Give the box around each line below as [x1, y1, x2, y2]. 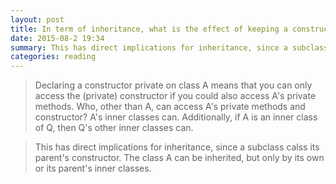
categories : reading [10, 52, 97, 62]
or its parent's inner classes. [34, 162, 152, 175]
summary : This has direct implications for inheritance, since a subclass [10, 42, 329, 53]
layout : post [10, 14, 65, 25]
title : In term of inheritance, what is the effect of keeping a [10, 24, 288, 34]
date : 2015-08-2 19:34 [10, 33, 105, 43]
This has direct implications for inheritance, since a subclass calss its [34, 141, 320, 153]
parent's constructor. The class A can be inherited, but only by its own [34, 152, 325, 164]
